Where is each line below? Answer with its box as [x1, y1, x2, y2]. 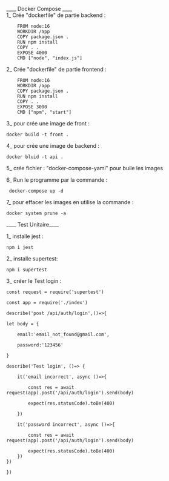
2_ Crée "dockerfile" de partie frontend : [6, 66, 107, 73]
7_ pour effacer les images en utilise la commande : [6, 199, 134, 205]
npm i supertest [6, 267, 47, 273]
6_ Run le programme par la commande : [6, 176, 108, 184]
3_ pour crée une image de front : [6, 120, 90, 127]
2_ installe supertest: [6, 255, 58, 262]
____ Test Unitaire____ [6, 221, 59, 228]
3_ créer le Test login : [6, 277, 62, 284]
